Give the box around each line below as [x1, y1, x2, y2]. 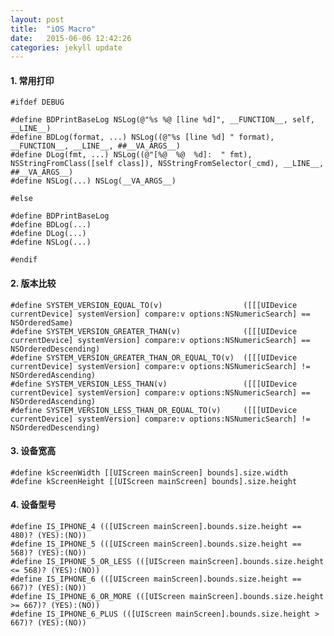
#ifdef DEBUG [10, 97, 65, 108]
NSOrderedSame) [10, 317, 74, 328]
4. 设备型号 [10, 499, 57, 511]
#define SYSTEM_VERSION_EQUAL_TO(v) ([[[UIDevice [10, 300, 298, 310]
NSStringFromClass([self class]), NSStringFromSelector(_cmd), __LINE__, [10, 159, 325, 169]
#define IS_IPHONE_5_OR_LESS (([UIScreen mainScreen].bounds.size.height [10, 557, 325, 567]
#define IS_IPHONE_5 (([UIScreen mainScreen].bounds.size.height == [10, 539, 302, 550]
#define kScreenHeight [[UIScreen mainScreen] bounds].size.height [10, 476, 298, 486]
